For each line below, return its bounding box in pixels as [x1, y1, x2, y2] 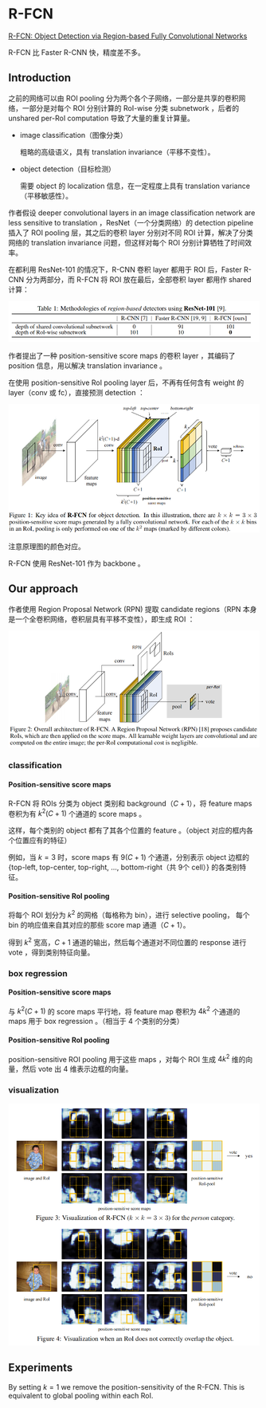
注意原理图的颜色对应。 [8, 541, 85, 551]
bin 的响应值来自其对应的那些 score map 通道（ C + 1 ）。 [8, 920, 190, 930]
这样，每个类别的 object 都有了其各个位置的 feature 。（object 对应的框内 [8, 826, 247, 835]
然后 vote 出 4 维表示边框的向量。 [22, 1065, 133, 1074]
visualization [8, 1084, 60, 1096]
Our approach [8, 582, 79, 596]
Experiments [8, 1361, 73, 1375]
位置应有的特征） [14, 836, 72, 845]
